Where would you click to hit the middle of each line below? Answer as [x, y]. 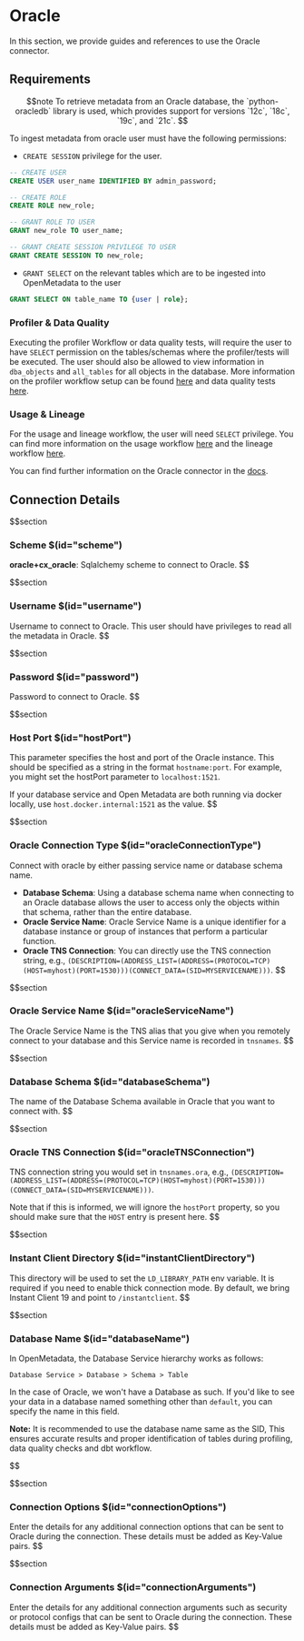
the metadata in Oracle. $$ [59, 635]
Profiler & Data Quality [59, 322]
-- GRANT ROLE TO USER [52, 222]
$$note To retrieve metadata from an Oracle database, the [135, 101]
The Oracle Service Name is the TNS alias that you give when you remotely [150, 1031]
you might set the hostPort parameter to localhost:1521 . [115, 777]
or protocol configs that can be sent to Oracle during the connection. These [151, 1616]
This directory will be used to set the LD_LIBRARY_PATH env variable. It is [142, 1278]
